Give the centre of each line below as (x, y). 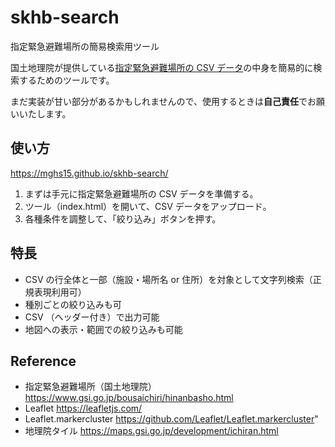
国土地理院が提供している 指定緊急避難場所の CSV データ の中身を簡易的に (162, 67)
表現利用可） (60, 292)
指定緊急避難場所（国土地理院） (90, 387)
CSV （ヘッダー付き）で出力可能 (92, 317)
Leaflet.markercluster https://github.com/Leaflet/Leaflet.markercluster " (171, 419)
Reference (43, 361)
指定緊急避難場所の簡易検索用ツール (85, 46)
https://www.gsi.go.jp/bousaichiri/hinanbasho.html (129, 398)
